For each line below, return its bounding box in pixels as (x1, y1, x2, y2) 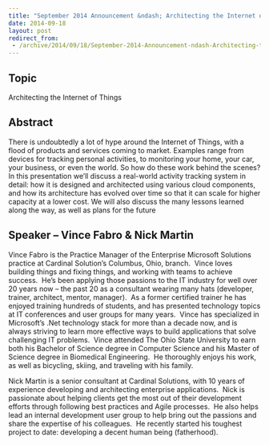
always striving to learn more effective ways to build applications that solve (8, 326, 256, 336)
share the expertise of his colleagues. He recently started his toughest (8, 419, 243, 428)
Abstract (8, 115, 54, 129)
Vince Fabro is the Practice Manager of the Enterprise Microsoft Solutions (8, 249, 252, 259)
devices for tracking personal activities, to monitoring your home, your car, (8, 154, 255, 164)
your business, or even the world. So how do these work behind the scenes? (8, 162, 261, 172)
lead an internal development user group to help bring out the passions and (8, 410, 257, 419)
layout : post (8, 26, 52, 34)
